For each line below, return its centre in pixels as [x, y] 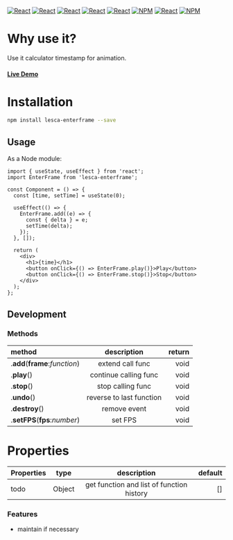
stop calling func [124, 386]
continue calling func [124, 375]
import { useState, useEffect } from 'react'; [76, 171]
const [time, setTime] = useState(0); [70, 196]
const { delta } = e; [57, 220]
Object [64, 489]
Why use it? [42, 39]
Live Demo [23, 74]
